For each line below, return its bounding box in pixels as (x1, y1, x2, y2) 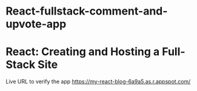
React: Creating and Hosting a (5, 45, 160, 59)
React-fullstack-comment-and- (5, 4, 168, 18)
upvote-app (5, 17, 67, 31)
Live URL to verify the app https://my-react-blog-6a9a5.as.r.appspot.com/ (5, 78, 191, 86)
